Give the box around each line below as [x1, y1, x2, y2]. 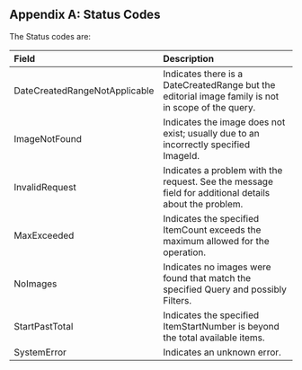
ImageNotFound [13, 132, 83, 145]
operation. [163, 246, 207, 259]
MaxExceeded [13, 229, 75, 242]
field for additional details [163, 186, 271, 198]
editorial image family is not [163, 90, 280, 102]
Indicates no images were [163, 260, 271, 273]
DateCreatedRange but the [163, 78, 276, 91]
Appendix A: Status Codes [9, 7, 161, 22]
